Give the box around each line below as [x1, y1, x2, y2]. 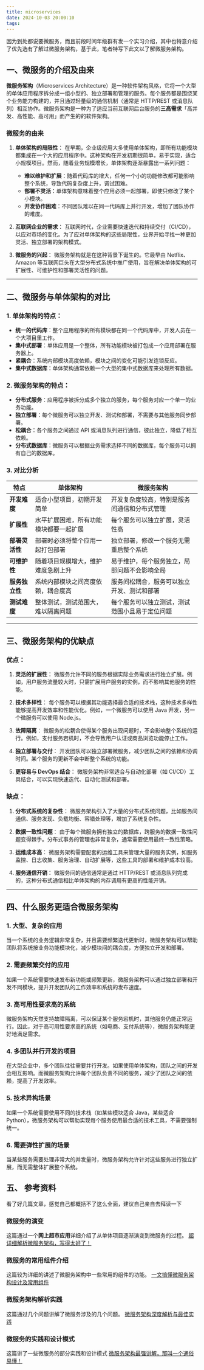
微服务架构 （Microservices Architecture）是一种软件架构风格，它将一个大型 [6, 82, 197, 89]
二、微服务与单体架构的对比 [6, 291, 110, 302]
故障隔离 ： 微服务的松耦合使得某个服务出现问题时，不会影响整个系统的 [15, 727, 192, 734]
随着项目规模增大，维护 [35, 557, 102, 565]
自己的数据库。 [20, 450, 58, 457]
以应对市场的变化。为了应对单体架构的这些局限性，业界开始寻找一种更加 [15, 231, 196, 238]
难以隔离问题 [35, 607, 72, 615]
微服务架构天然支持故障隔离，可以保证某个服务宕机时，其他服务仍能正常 [6, 1015, 187, 1023]
